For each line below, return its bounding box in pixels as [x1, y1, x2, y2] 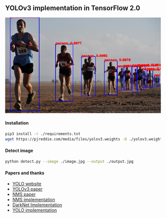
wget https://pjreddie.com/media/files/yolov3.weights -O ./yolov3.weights [5, 137, 165, 142]
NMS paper [12, 191, 36, 198]
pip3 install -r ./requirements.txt [5, 132, 81, 137]
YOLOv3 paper [12, 186, 43, 192]
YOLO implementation [12, 207, 57, 213]
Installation [5, 120, 29, 126]
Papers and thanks [5, 170, 44, 176]
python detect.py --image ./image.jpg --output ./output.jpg [5, 159, 134, 164]
